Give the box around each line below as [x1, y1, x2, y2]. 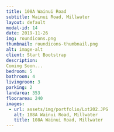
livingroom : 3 [6, 79, 41, 85]
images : [6, 100, 25, 107]
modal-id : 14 [6, 25, 38, 31]
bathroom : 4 [6, 74, 35, 79]
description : [6, 57, 38, 63]
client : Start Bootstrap [6, 52, 67, 58]
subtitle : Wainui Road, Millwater [6, 14, 91, 20]
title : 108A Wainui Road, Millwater [13, 117, 103, 123]
